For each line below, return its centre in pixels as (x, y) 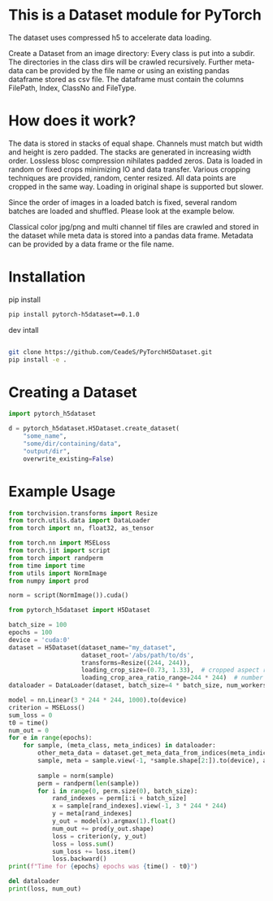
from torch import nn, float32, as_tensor (81, 528)
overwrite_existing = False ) (69, 459)
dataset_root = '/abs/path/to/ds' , (138, 655)
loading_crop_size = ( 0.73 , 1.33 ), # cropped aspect (170, 670)
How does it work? (72, 121)
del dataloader (34, 881)
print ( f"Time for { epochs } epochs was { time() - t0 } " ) (103, 867)
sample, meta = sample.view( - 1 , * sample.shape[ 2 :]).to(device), (149, 761)
